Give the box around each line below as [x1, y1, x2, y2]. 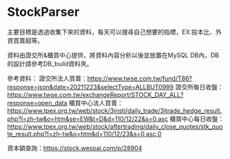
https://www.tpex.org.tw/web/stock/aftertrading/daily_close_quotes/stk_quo [7, 122, 223, 131]
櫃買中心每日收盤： [169, 114, 224, 123]
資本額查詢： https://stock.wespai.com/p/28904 [7, 144, 143, 152]
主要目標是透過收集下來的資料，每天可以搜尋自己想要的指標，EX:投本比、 [7, 28, 216, 36]
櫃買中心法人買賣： [68, 98, 124, 107]
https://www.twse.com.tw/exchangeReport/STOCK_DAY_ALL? [7, 90, 184, 98]
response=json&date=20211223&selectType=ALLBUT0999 [7, 83, 174, 91]
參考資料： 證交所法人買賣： [7, 74, 87, 83]
